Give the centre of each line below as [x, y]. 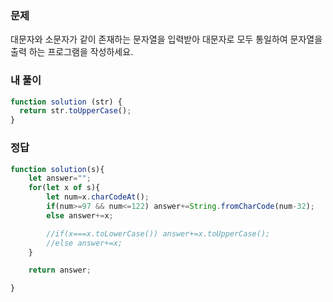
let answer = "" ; [60, 178]
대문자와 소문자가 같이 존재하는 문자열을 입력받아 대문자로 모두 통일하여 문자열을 [166, 39]
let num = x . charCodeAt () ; [98, 197]
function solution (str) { [66, 102]
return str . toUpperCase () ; [75, 111]
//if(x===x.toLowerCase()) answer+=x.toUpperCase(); [158, 233]
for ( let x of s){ [64, 188]
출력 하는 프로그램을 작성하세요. [72, 52]
